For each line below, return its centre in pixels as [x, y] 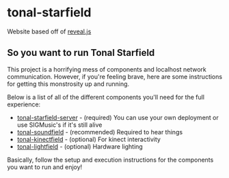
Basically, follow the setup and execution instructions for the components [110, 160]
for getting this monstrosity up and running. [68, 84]
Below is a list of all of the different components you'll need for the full [106, 97]
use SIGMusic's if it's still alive [59, 125]
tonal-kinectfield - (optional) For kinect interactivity [89, 139]
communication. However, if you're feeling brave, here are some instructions [115, 76]
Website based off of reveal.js [49, 31]
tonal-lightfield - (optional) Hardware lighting [80, 146]
